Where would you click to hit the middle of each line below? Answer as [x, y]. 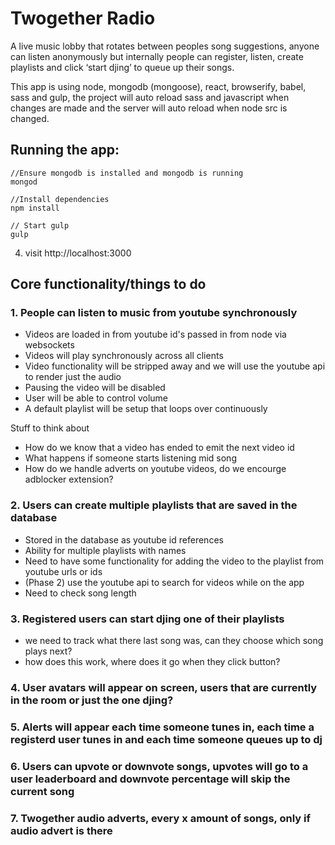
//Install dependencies [60, 199]
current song [42, 791]
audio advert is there [61, 830]
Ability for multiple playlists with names [105, 550]
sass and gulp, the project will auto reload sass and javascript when [150, 97]
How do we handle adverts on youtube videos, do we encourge [155, 469]
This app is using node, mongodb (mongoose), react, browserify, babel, [158, 86]
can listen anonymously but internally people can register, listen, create [157, 56]
